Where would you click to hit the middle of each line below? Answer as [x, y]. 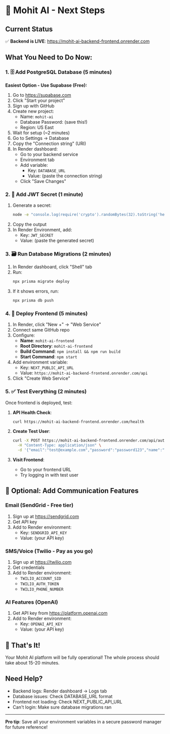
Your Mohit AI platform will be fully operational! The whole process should [82, 657]
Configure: [24, 335]
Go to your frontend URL [46, 469]
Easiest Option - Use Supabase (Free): [46, 85]
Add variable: [34, 165]
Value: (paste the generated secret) [57, 240]
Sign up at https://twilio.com [42, 562]
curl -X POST [26, 441]
